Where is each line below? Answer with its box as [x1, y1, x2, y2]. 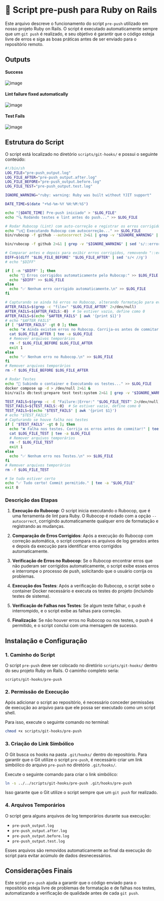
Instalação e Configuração [5, 637, 87, 645]
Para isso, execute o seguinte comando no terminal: [5, 719, 110, 725]
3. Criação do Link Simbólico [5, 740, 74, 747]
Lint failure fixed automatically [5, 91, 68, 97]
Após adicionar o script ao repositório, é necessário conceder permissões [5, 699, 154, 705]
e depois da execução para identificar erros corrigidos [12, 543, 122, 549]
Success [5, 69, 23, 75]
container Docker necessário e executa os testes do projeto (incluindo [12, 588, 154, 594]
